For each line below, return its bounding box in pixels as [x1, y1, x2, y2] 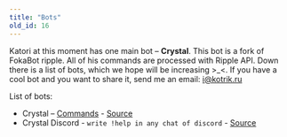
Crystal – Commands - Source [21, 108, 133, 118]
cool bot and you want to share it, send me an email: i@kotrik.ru [9, 73, 243, 84]
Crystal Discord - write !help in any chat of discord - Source [21, 117, 257, 128]
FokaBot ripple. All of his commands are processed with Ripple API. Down [9, 55, 279, 65]
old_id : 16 [9, 21, 50, 30]
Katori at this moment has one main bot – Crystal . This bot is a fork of [9, 45, 265, 56]
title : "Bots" [9, 12, 62, 22]
